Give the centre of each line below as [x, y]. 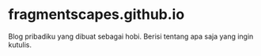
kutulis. [20, 44]
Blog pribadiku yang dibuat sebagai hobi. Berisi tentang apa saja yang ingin [131, 36]
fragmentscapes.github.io [96, 15]
